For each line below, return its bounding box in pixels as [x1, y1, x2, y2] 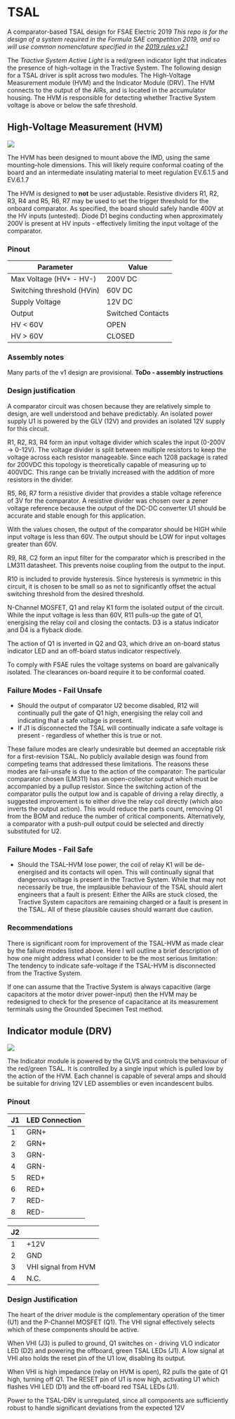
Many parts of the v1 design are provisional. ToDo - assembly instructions [7, 368, 223, 377]
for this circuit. [7, 424, 49, 432]
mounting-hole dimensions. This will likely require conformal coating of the [7, 160, 224, 169]
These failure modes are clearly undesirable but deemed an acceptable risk [7, 745, 226, 753]
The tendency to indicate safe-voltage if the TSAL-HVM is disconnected [7, 961, 216, 970]
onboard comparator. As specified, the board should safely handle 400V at [7, 204, 224, 212]
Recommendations [7, 923, 74, 932]
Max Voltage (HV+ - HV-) [11, 274, 97, 284]
